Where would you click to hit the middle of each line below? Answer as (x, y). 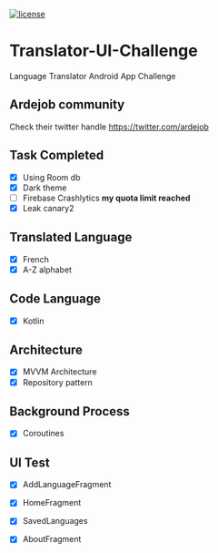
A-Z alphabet (47, 270)
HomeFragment (52, 503)
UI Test (30, 462)
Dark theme (45, 188)
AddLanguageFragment (67, 485)
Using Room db (51, 177)
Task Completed (57, 155)
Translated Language (71, 237)
